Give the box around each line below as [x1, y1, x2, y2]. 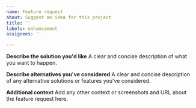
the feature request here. [6, 95, 68, 103]
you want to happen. [6, 59, 57, 67]
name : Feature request [6, 8, 63, 15]
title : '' [6, 20, 31, 26]
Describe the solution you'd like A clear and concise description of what [6, 53, 188, 60]
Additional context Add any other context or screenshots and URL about [6, 89, 187, 96]
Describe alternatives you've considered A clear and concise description [6, 71, 191, 78]
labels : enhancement [6, 25, 58, 32]
